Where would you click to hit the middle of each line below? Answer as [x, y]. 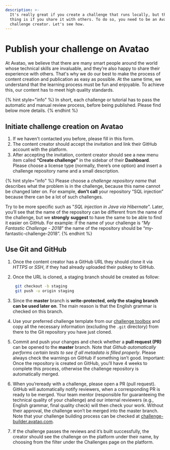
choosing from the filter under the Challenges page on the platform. [83, 442]
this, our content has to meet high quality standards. [60, 90]
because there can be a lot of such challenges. [54, 197]
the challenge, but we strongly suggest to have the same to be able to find [83, 217]
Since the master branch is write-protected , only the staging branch [85, 300]
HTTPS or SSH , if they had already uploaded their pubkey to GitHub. [84, 267]
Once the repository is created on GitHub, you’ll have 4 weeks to [80, 363]
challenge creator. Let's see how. [47, 24]
